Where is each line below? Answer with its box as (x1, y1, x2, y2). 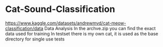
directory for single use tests (5, 36, 65, 42)
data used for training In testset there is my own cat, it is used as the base (5, 30, 158, 36)
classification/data (5, 25, 44, 31)
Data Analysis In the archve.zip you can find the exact (44, 25, 156, 31)
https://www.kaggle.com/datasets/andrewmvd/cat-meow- (5, 20, 126, 26)
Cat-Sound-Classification (5, 3, 115, 15)
